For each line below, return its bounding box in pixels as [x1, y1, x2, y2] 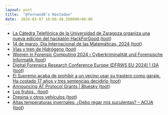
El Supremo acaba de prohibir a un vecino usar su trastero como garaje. [12, 73, 161, 79]
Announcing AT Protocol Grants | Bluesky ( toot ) [12, 83, 110, 89]
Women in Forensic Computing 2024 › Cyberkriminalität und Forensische [12, 51, 163, 57]
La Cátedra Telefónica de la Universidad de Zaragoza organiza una [12, 30, 150, 36]
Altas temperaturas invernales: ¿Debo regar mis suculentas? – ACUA [12, 99, 153, 105]
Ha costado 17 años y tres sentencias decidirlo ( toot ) [12, 78, 121, 84]
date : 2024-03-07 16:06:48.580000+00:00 [5, 16, 93, 21]
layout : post [5, 7, 32, 12]
